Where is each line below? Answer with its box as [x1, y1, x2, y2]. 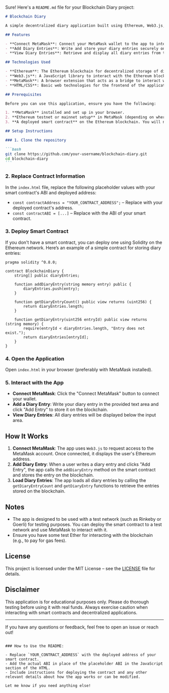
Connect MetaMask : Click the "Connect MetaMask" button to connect [12, 390, 159, 397]
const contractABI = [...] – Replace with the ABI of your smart [12, 210, 146, 216]
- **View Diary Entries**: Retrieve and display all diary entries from [5, 50, 161, 56]
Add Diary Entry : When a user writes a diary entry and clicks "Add [12, 461, 150, 467]
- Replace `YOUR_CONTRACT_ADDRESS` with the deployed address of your [5, 652, 156, 657]
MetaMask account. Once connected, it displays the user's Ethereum [12, 451, 156, 457]
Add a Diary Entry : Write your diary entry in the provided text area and [12, 401, 159, 407]
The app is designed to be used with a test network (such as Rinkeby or [12, 516, 161, 522]
